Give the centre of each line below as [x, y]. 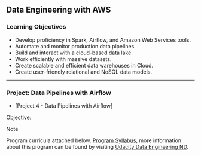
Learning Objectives [36, 27]
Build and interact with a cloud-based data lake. [74, 53]
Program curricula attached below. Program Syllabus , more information [94, 140]
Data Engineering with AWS [59, 10]
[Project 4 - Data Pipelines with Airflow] [64, 105]
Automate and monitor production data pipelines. [75, 46]
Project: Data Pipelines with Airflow [59, 93]
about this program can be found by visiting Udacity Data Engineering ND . [98, 146]
